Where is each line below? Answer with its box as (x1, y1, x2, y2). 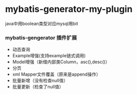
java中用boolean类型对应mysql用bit (5, 20, 78, 26)
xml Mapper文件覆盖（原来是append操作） (12, 71, 101, 78)
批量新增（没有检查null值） (12, 78, 68, 84)
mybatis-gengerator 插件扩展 (5, 34, 77, 41)
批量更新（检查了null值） (12, 84, 64, 90)
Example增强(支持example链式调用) (12, 53, 86, 59)
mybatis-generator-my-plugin (5, 3, 133, 15)
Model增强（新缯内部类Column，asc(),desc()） (12, 59, 110, 65)
